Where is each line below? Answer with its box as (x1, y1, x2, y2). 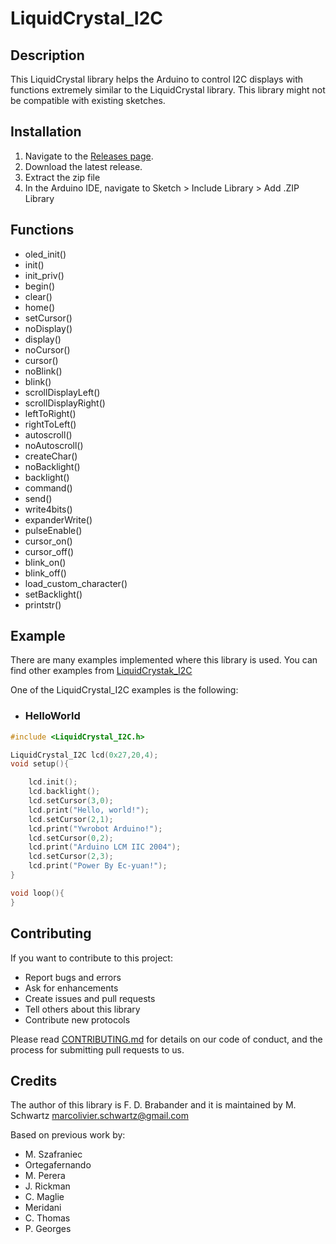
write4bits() (24, 503, 73, 515)
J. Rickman (24, 1180, 71, 1192)
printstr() (24, 598, 62, 611)
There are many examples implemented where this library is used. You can (10, 654, 318, 666)
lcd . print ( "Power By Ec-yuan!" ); (28, 861, 168, 871)
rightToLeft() (24, 418, 77, 430)
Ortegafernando (24, 1159, 92, 1171)
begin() (24, 280, 55, 292)
